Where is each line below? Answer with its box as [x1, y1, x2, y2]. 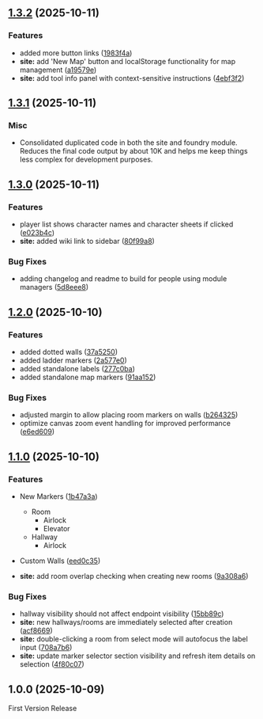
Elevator [43, 524, 70, 534]
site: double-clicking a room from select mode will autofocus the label [19, 634, 249, 644]
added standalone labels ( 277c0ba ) [19, 364, 136, 374]
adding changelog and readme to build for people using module [19, 274, 227, 283]
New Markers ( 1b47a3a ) [19, 492, 98, 501]
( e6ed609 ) [19, 427, 55, 436]
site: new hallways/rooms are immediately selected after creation [19, 618, 233, 627]
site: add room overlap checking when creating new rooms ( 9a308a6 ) [19, 572, 249, 581]
